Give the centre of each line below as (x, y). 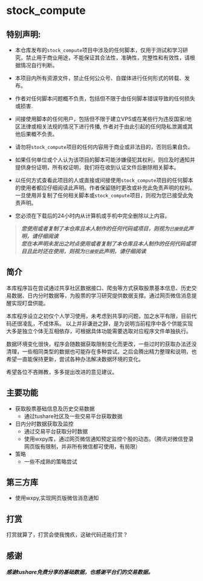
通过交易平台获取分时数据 (56, 431)
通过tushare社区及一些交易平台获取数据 (73, 416)
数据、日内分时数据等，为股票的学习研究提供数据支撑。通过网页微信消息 (101, 295)
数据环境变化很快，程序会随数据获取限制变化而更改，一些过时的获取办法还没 (101, 344)
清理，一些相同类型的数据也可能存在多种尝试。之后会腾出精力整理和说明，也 (101, 351)
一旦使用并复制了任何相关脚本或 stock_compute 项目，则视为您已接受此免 (104, 195)
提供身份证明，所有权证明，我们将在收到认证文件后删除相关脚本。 (97, 167)
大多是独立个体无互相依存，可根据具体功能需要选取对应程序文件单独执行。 (99, 331)
